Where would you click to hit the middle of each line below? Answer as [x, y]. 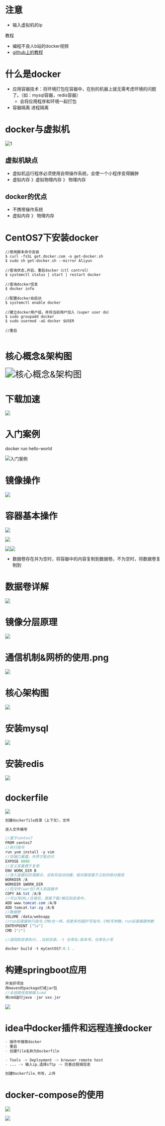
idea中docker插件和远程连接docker [79, 1028]
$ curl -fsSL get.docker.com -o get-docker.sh [54, 256]
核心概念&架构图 [39, 356]
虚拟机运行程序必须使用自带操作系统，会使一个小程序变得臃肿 [76, 173]
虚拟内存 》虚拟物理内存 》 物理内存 [49, 179]
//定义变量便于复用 [22, 866]
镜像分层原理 [32, 622]
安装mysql [27, 728]
